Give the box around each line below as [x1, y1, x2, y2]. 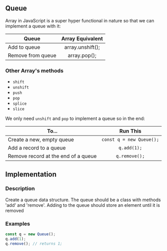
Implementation [5, 170, 57, 178]
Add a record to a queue [8, 144, 66, 151]
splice [12, 101, 27, 106]
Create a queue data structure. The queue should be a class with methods [5, 197, 161, 203]
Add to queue [8, 43, 41, 50]
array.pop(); [68, 52, 97, 59]
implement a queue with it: [5, 23, 61, 29]
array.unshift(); [64, 43, 100, 50]
